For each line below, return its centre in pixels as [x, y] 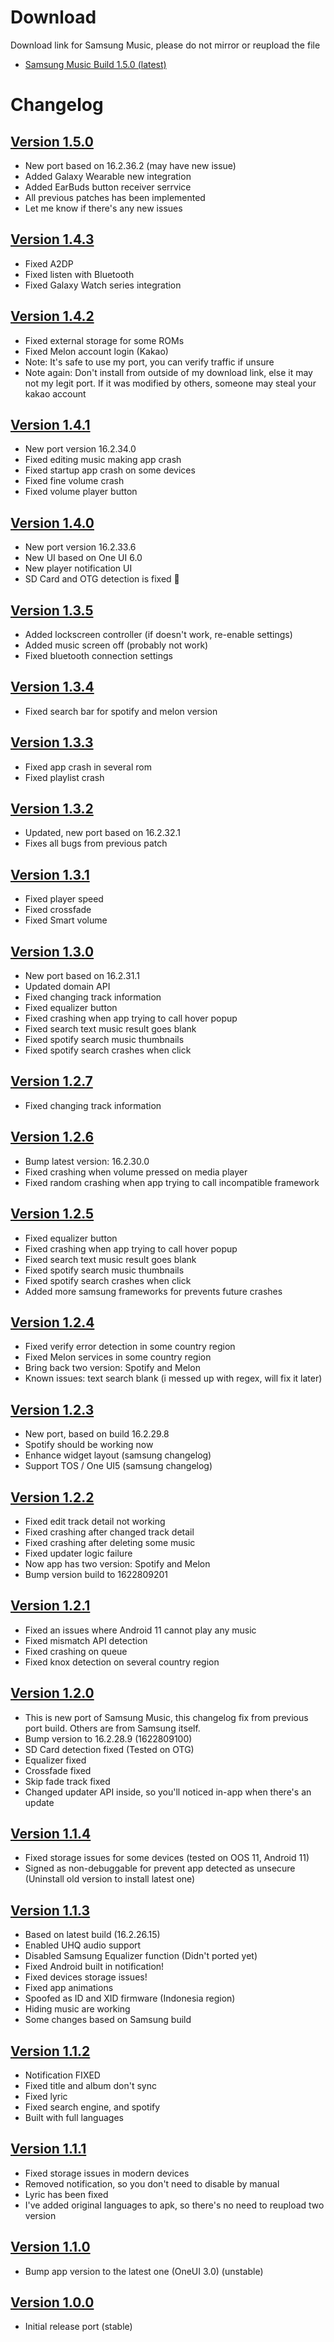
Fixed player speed [64, 899]
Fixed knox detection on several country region [122, 1662]
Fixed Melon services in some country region [118, 1357]
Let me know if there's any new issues [103, 208]
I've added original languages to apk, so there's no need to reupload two [174, 2205]
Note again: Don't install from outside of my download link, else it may [168, 372]
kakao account [55, 393]
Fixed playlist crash [64, 777]
